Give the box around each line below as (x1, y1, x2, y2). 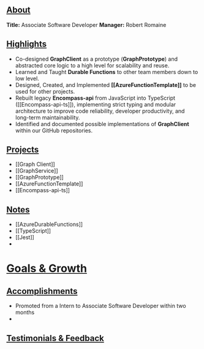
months (15, 309, 35, 316)
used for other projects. (15, 88, 75, 95)
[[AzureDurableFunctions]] (15, 220, 83, 228)
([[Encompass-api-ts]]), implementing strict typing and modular (15, 100, 176, 108)
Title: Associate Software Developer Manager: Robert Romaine (6, 21, 167, 28)
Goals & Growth (6, 261, 88, 276)
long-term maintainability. (15, 113, 80, 121)
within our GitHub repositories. (15, 127, 93, 134)
